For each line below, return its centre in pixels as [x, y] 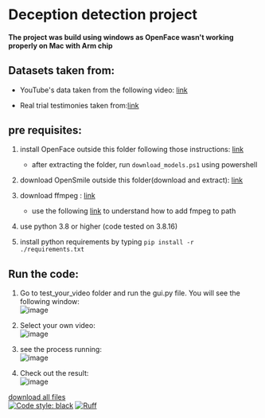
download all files [37, 397]
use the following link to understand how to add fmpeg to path [134, 211]
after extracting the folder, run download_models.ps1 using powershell [144, 165]
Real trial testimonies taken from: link [79, 105]
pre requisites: [45, 130]
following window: [49, 302]
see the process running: [60, 350]
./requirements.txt [52, 250]
